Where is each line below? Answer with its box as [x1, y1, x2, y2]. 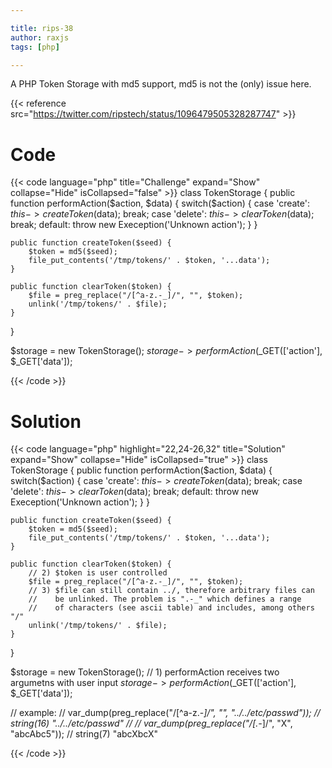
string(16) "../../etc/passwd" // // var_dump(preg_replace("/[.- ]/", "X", [10, 717, 293, 730]
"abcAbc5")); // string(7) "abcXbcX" [10, 728, 158, 740]
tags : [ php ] [10, 42, 60, 52]
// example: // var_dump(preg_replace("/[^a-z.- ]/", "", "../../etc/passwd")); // [10, 707, 321, 719]
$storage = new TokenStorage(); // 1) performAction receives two [10, 666, 280, 678]
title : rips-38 [10, 23, 74, 33]
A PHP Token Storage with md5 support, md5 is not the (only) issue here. [10, 78, 312, 90]
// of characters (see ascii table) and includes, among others [28, 603, 315, 613]
